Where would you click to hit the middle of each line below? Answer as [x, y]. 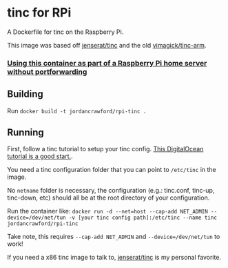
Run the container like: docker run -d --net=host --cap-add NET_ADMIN [107, 211]
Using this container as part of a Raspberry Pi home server [107, 63]
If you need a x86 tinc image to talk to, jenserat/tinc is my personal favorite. [114, 258]
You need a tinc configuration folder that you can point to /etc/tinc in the [112, 170]
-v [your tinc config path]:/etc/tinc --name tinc [143, 218]
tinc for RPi [39, 13]
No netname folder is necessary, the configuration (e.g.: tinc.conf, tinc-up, [111, 191]
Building [25, 94]
